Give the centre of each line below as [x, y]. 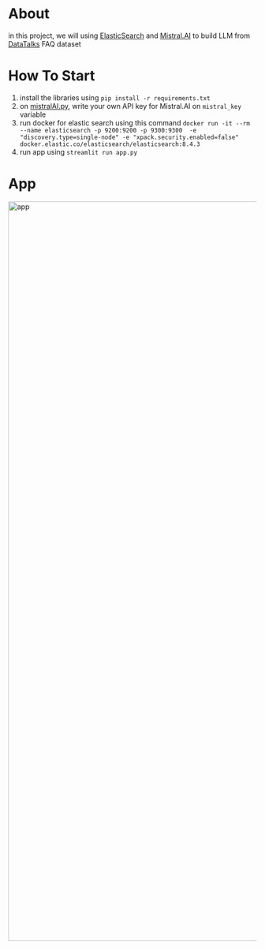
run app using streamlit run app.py [78, 151]
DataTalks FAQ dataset [45, 43]
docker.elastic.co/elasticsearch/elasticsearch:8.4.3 [110, 144]
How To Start [52, 76]
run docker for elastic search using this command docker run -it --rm [135, 122]
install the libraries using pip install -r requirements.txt [115, 97]
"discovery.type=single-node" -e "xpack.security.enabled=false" [129, 137]
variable [33, 114]
